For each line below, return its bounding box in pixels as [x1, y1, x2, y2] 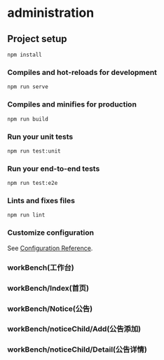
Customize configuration [7, 228, 95, 237]
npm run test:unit [7, 147, 61, 155]
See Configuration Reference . [7, 244, 93, 252]
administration [7, 5, 95, 21]
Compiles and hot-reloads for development [7, 67, 158, 77]
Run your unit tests [7, 132, 74, 141]
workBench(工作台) [7, 263, 75, 272]
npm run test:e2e [7, 180, 58, 187]
